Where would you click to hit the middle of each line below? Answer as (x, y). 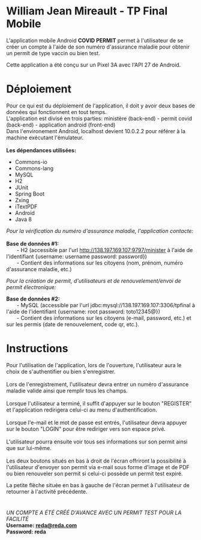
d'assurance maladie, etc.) (39, 269)
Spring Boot (30, 194)
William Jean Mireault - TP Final (87, 11)
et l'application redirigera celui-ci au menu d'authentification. (82, 410)
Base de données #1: (32, 244)
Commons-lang (34, 168)
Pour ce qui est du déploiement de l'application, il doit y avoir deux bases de (100, 106)
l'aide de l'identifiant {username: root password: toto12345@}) (83, 311)
